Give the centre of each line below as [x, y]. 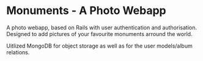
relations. [18, 52]
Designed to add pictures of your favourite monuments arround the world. [99, 34]
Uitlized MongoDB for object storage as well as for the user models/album [99, 46]
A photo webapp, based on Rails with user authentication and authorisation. [102, 27]
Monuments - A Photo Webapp [86, 11]
